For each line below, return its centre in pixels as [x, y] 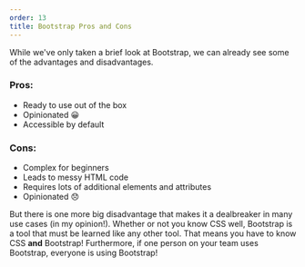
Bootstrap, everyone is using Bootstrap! [84, 253]
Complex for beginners [66, 168]
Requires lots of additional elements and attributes [117, 187]
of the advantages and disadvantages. [81, 62]
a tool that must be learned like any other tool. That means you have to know [153, 233]
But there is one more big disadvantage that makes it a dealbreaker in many [151, 214]
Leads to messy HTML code [76, 177]
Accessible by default [63, 124]
